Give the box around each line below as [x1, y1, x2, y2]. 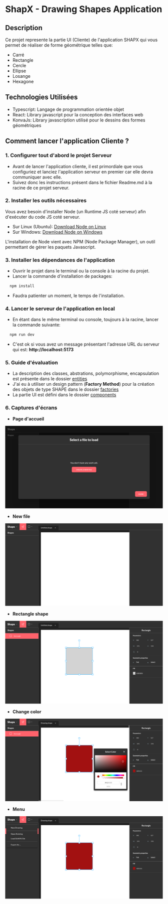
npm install [9, 283, 35, 289]
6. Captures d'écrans [5, 404, 57, 411]
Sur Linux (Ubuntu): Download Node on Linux [12, 223, 106, 229]
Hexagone [12, 79, 34, 84]
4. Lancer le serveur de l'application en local [5, 305, 115, 312]
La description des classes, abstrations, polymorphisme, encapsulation [12, 370, 159, 377]
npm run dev [9, 332, 35, 337]
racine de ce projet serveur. [12, 185, 70, 191]
